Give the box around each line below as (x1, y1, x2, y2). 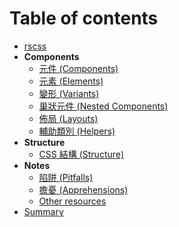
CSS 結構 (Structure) (38, 148, 125, 160)
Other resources (38, 195, 107, 207)
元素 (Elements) (38, 75, 104, 87)
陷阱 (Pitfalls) (38, 171, 94, 183)
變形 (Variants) (38, 87, 100, 99)
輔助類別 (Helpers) (38, 125, 116, 137)
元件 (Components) (38, 62, 119, 74)
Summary (23, 205, 64, 217)
